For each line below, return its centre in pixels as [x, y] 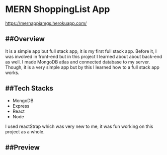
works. [12, 72]
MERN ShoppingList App [58, 9]
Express [21, 106]
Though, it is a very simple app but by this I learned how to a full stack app [82, 67]
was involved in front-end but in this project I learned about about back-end [84, 56]
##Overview [25, 39]
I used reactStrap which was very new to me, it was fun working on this [79, 126]
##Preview [23, 147]
